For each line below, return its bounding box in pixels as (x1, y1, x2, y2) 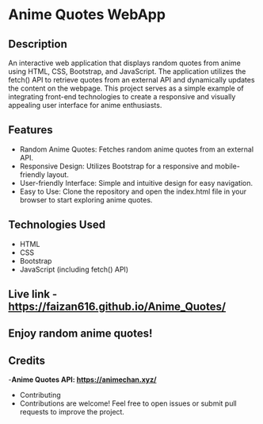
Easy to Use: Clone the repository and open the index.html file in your (19, 187, 247, 196)
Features (8, 123, 53, 137)
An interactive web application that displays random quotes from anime (8, 58, 242, 67)
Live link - (8, 287, 58, 301)
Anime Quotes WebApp (8, 6, 166, 24)
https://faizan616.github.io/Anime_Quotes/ (8, 300, 227, 314)
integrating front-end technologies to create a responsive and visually (8, 92, 236, 101)
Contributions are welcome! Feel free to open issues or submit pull (19, 399, 237, 408)
